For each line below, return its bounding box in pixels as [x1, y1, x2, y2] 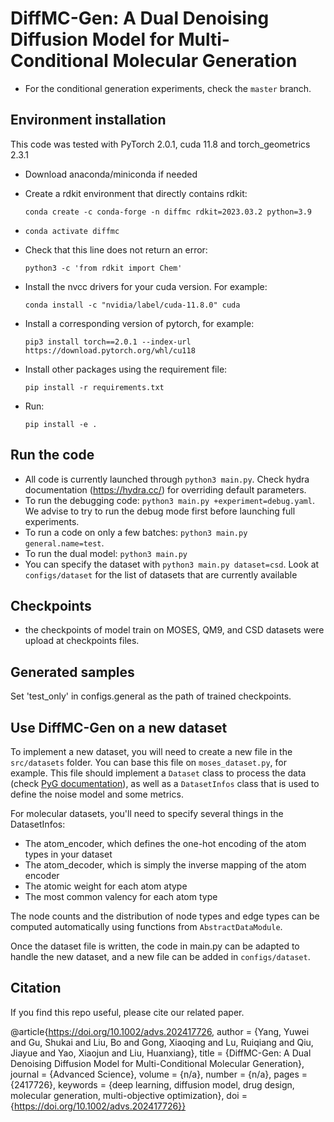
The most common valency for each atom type [24, 891, 218, 902]
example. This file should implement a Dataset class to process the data [10, 767, 307, 779]
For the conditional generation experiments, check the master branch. [24, 82, 312, 94]
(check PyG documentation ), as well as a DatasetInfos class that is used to [10, 778, 320, 789]
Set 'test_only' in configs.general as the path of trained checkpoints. [10, 690, 292, 702]
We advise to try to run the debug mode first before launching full [24, 505, 296, 517]
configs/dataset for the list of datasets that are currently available [24, 568, 298, 581]
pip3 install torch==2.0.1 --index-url [24, 337, 192, 347]
